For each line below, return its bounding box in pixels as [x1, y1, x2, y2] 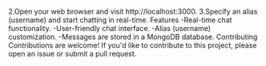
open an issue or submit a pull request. [8, 49, 137, 58]
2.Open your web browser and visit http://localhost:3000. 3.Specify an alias [8, 7, 258, 16]
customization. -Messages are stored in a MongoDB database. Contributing [8, 32, 258, 41]
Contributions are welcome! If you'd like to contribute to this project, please [8, 41, 257, 50]
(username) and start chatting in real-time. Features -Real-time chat [8, 15, 232, 25]
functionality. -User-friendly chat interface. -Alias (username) [8, 24, 211, 33]
